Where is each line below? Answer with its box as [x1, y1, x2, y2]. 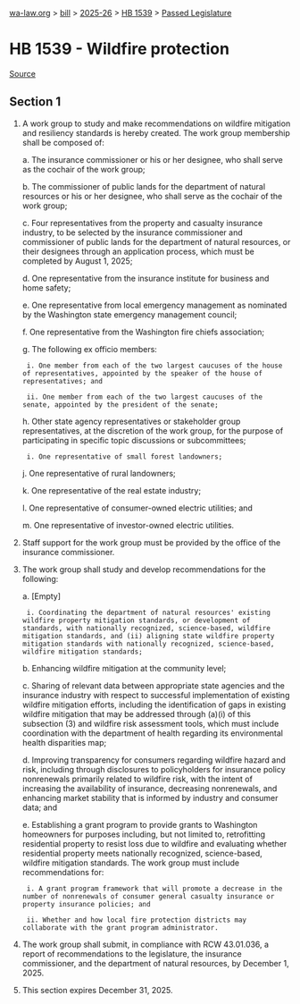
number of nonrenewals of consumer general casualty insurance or [21, 891, 275, 901]
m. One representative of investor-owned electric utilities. [21, 519, 235, 530]
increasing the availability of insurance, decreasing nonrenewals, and [21, 782, 278, 794]
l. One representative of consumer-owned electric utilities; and [21, 502, 253, 513]
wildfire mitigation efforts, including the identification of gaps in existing [21, 699, 287, 710]
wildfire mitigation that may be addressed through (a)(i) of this [21, 708, 252, 719]
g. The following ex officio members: [21, 343, 158, 354]
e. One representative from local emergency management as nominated [21, 300, 287, 310]
